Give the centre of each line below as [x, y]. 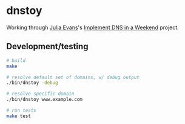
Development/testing [47, 46]
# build [16, 60]
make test [19, 116]
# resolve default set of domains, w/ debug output [73, 77]
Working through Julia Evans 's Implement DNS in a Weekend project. [92, 27]
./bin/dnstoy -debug [32, 83]
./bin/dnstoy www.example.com [45, 100]
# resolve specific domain [40, 94]
